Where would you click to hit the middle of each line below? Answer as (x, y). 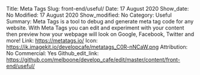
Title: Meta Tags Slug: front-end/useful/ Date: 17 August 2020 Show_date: (98, 9)
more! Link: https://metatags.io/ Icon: (52, 40)
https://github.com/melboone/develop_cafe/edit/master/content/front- (93, 60)
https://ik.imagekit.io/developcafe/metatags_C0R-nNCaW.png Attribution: (97, 47)
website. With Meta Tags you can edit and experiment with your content (95, 28)
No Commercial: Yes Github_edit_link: (53, 53)
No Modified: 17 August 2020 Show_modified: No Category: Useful (89, 15)
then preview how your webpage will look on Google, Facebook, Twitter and (100, 34)
